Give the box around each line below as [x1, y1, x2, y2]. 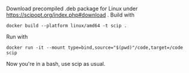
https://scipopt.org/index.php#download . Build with [6, 11, 135, 18]
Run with [6, 33, 28, 40]
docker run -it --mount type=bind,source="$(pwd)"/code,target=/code [6, 45, 184, 50]
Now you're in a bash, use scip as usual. [6, 61, 106, 67]
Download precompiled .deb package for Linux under [6, 5, 138, 12]
